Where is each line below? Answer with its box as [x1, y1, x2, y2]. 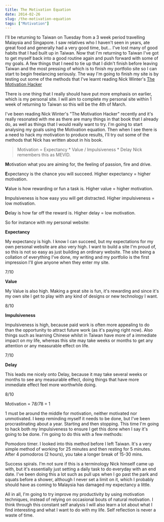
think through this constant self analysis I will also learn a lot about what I [5, 502, 153, 508]
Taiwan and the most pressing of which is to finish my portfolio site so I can [5, 66, 157, 72]
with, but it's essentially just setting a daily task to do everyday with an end [5, 466, 156, 472]
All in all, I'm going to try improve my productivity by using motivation [5, 491, 145, 497]
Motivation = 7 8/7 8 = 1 [5, 401, 50, 407]
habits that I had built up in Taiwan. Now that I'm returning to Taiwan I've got [5, 50, 159, 56]
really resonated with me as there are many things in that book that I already [5, 116, 159, 122]
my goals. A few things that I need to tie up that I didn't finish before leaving [5, 61, 158, 66]
